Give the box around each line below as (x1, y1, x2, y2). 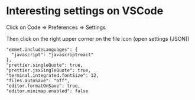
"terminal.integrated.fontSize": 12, (6, 72, 99, 78)
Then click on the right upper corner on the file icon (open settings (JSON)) (6, 35, 190, 42)
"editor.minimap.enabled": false (6, 88, 89, 94)
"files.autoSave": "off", (6, 78, 70, 83)
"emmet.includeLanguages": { (6, 46, 78, 53)
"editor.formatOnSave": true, (6, 83, 81, 89)
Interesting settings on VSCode (6, 4, 164, 18)
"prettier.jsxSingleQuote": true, (6, 67, 92, 73)
